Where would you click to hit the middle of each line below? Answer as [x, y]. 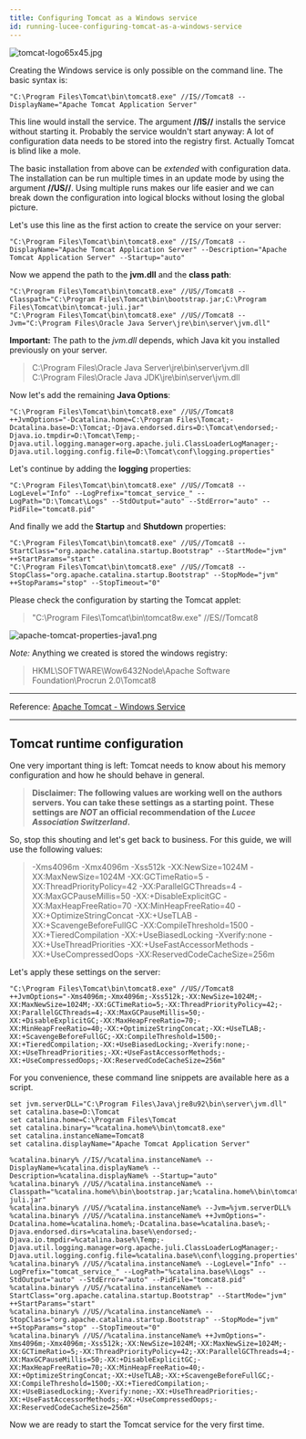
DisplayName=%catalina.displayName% [79, 1168]
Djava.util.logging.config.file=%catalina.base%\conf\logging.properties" [154, 1256]
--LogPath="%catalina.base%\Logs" [189, 1272]
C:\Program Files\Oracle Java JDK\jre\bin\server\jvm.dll [136, 377]
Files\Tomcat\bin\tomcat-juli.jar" [77, 307]
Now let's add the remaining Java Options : [90, 394]
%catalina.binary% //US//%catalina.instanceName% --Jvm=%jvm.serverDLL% [150, 1208]
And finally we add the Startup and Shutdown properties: [117, 526]
